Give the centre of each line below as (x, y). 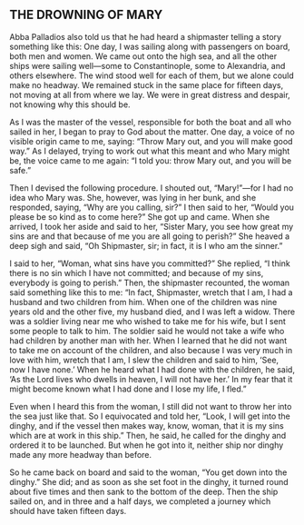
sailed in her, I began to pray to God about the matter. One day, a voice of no (152, 132)
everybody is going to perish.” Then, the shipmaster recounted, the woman (150, 282)
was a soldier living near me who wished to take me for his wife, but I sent (147, 321)
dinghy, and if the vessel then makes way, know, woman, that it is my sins (147, 425)
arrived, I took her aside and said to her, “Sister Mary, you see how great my (152, 226)
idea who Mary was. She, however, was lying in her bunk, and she (133, 197)
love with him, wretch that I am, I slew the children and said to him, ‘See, (144, 360)
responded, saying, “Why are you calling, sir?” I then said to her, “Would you (152, 207)
